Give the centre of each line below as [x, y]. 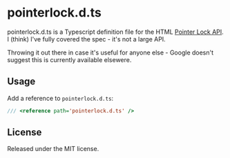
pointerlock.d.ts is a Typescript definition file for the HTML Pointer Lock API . [116, 32]
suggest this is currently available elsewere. [69, 59]
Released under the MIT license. [53, 149]
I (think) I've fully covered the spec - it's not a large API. [86, 39]
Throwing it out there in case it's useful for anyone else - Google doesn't [111, 52]
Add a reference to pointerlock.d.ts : [60, 98]
